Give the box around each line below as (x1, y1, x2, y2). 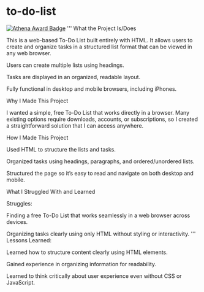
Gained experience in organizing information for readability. (6, 260, 157, 267)
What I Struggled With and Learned (6, 188, 96, 195)
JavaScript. (6, 279, 36, 286)
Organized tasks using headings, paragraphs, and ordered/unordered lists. (6, 158, 195, 165)
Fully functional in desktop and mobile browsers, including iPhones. (6, 85, 177, 93)
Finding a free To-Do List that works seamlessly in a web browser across (6, 212, 191, 219)
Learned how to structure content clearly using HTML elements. (6, 248, 168, 256)
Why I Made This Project (6, 97, 69, 104)
